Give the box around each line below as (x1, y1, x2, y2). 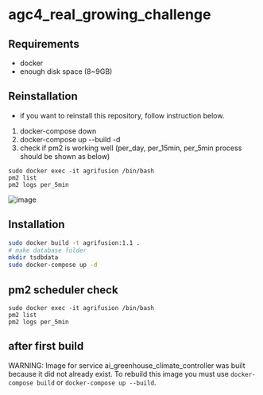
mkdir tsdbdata (8, 254, 59, 261)
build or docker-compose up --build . (37, 378, 157, 387)
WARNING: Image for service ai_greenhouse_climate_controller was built (8, 360, 246, 370)
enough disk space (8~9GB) (19, 67, 113, 76)
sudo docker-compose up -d (8, 261, 98, 269)
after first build (8, 339, 84, 353)
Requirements (8, 37, 79, 51)
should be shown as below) (19, 151, 110, 161)
